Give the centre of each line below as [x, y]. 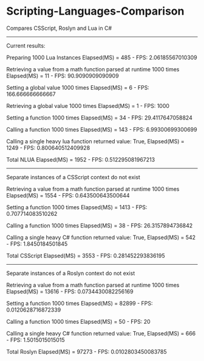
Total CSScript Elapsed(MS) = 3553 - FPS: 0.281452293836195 [86, 256]
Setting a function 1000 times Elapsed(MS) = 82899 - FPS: [80, 303]
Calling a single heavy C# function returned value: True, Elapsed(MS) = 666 [101, 333]
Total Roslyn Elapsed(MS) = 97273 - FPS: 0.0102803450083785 [87, 351]
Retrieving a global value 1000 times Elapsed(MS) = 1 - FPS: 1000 [88, 105]
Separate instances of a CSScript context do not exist [73, 177]
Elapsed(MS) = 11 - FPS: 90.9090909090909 [63, 76]
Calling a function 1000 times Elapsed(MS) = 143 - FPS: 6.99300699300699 [102, 129]
